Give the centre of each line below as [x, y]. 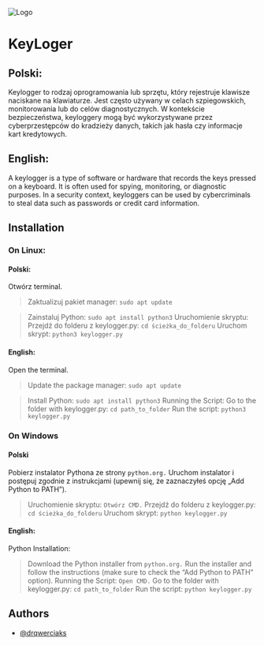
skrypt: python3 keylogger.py [75, 334]
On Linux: [27, 250]
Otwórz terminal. [35, 287]
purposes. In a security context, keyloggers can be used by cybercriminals [129, 194]
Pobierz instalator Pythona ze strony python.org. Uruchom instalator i [121, 472]
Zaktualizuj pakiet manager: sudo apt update [100, 302]
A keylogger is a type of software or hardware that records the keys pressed [132, 178]
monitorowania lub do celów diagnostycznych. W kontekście [106, 109]
